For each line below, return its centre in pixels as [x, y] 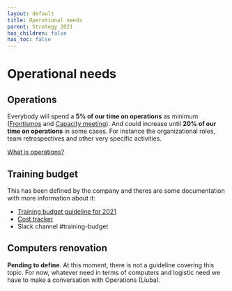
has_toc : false [29, 40]
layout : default [31, 14]
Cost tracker [35, 219]
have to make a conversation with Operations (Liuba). [84, 280]
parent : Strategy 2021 [40, 26]
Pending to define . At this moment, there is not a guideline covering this [111, 265]
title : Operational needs [45, 20]
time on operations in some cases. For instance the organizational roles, [111, 131]
